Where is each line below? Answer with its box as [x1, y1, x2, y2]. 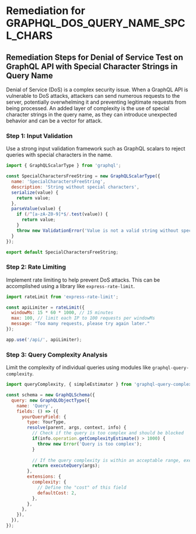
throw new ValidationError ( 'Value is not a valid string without [16, 227, 179, 234]
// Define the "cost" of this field [37, 484, 127, 490]
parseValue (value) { [11, 206, 61, 212]
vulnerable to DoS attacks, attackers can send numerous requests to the [6, 93, 180, 99]
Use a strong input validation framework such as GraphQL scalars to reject [6, 145, 185, 152]
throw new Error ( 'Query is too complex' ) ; [37, 441, 142, 447]
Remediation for [6, 4, 86, 18]
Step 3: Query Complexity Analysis [6, 350, 108, 358]
